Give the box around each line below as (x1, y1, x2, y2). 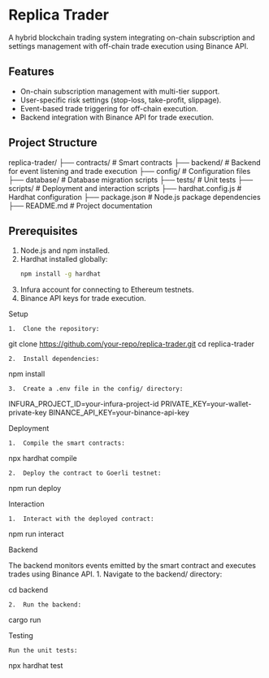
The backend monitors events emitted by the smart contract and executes (8, 561, 256, 571)
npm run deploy (8, 484, 62, 493)
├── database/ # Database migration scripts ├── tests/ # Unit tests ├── (8, 175, 254, 185)
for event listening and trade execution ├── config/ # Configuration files (8, 166, 251, 176)
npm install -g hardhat (20, 270, 102, 278)
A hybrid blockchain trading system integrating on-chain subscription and (8, 33, 255, 42)
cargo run (8, 615, 41, 625)
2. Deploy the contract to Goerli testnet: (8, 469, 162, 477)
